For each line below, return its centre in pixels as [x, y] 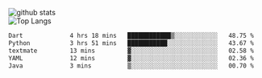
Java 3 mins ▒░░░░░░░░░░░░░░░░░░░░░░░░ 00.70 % [131, 66]
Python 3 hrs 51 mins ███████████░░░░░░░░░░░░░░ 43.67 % [131, 43]
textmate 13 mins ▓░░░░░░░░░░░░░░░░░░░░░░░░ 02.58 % [131, 51]
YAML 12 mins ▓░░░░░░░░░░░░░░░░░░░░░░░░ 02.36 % [131, 58]
